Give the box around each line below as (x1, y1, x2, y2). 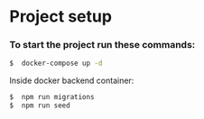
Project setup (9, 6, 113, 27)
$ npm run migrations (9, 93, 95, 102)
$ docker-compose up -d (9, 59, 103, 69)
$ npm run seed (9, 101, 70, 110)
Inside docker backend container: (9, 75, 134, 87)
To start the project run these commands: (9, 39, 196, 51)
